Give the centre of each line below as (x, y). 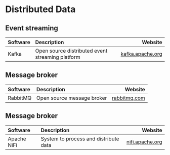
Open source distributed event (71, 51)
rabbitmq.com (129, 98)
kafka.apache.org (141, 54)
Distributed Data (40, 9)
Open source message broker (72, 98)
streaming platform (58, 57)
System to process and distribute (80, 139)
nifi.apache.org (144, 142)
